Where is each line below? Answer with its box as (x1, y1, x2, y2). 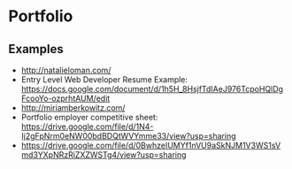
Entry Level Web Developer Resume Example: (20, 74, 188, 85)
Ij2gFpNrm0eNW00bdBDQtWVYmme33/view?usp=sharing (20, 131, 236, 141)
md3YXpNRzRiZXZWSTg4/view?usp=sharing (20, 150, 187, 160)
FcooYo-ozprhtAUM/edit (20, 93, 111, 104)
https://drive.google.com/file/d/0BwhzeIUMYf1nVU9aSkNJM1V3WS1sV (20, 140, 281, 150)
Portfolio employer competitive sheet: (20, 112, 158, 122)
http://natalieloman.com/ (20, 65, 111, 75)
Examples (8, 42, 64, 57)
